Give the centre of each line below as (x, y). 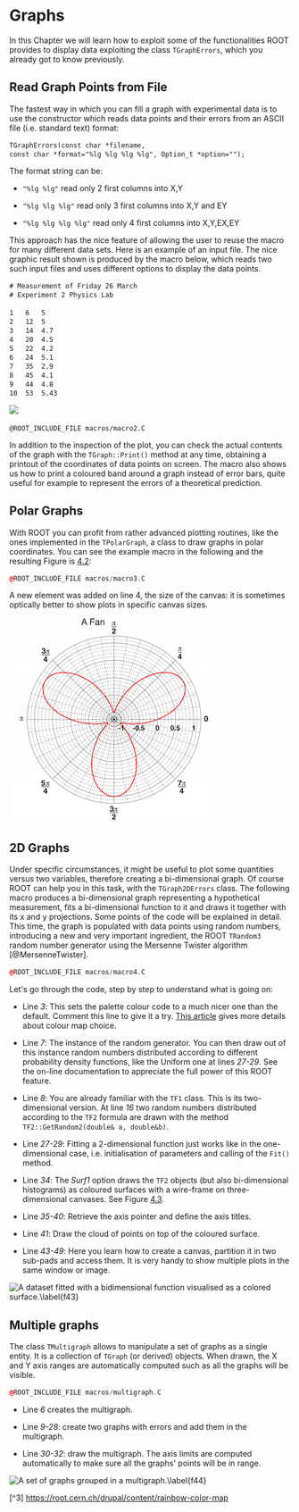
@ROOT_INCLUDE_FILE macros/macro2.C (77, 428)
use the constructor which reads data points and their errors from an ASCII (146, 118)
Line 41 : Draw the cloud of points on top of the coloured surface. (141, 1234)
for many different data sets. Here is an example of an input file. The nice (144, 249)
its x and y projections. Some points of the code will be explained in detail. (145, 917)
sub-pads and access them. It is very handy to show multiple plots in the (156, 1261)
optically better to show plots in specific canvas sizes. (108, 605)
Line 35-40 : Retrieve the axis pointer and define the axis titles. (137, 1216)
